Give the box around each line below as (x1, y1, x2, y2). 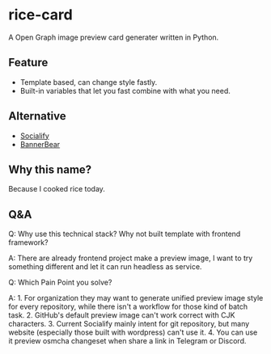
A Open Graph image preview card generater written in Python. (8, 32, 219, 42)
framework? (8, 238, 49, 247)
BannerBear (19, 139, 61, 149)
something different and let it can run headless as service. (8, 262, 202, 272)
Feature (8, 56, 49, 70)
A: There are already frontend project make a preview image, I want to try (8, 253, 253, 263)
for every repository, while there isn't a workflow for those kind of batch (8, 301, 248, 312)
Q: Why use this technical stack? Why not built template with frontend (8, 229, 241, 239)
